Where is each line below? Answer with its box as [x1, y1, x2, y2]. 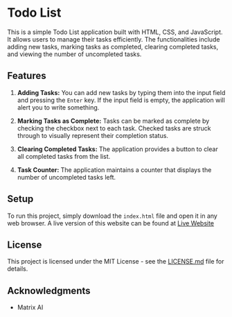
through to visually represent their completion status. [17, 131, 168, 139]
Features [7, 70, 46, 82]
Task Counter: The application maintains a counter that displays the [17, 165, 212, 174]
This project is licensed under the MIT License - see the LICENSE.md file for [7, 257, 224, 266]
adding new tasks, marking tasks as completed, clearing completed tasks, [7, 42, 219, 51]
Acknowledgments [7, 284, 91, 296]
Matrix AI [17, 303, 44, 311]
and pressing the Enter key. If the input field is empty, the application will [17, 96, 225, 104]
